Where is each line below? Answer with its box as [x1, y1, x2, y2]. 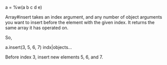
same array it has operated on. [5, 25, 69, 31]
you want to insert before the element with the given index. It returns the [5, 20, 155, 25]
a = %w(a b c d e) [5, 5, 43, 10]
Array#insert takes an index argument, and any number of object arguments [5, 14, 162, 20]
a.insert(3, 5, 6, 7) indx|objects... [5, 44, 72, 50]
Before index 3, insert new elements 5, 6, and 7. [5, 54, 103, 60]
